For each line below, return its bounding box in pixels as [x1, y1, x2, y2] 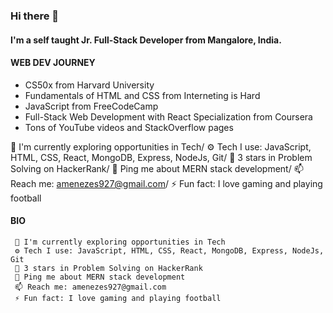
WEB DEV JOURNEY [10, 57, 96, 69]
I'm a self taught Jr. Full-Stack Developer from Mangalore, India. [10, 34, 282, 46]
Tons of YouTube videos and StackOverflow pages [24, 121, 234, 133]
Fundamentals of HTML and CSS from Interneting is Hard [24, 89, 261, 101]
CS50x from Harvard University [24, 79, 155, 91]
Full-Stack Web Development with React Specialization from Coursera [24, 110, 313, 123]
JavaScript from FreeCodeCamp [24, 100, 159, 112]
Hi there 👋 [10, 9, 60, 23]
